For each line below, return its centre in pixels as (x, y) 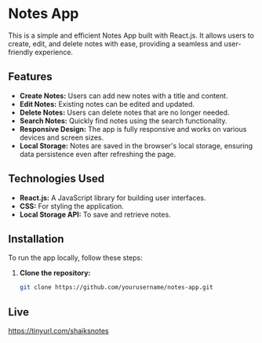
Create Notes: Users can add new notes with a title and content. (124, 96)
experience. (54, 52)
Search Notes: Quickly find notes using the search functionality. (123, 120)
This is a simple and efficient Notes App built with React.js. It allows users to (131, 35)
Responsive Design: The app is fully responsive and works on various (133, 129)
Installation (36, 239)
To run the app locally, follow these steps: (75, 258)
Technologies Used (56, 179)
